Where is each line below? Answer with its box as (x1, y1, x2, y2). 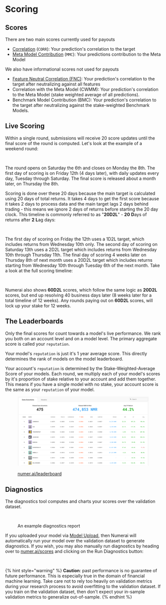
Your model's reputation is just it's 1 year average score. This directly (5, 350, 147, 356)
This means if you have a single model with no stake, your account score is (5, 381, 159, 387)
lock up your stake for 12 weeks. (5, 302, 71, 308)
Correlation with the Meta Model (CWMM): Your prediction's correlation (12, 86, 159, 92)
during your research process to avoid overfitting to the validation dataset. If (5, 584, 161, 590)
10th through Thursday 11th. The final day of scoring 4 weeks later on (5, 252, 147, 258)
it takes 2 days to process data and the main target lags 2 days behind (5, 201, 149, 207)
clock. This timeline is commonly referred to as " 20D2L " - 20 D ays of (5, 211, 147, 217)
